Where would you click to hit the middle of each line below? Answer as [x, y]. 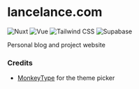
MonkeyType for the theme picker [66, 78]
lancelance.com [55, 12]
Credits [20, 63]
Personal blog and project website [57, 44]
